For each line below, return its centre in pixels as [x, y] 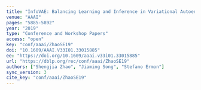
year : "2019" [22, 28]
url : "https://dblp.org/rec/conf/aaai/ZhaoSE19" [68, 61]
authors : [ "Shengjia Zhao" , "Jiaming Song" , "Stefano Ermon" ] [85, 67]
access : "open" [25, 39]
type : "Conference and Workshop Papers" [57, 34]
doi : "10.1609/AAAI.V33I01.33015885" [53, 50]
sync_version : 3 [26, 72]
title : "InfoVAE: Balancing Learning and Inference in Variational [92, 12]
